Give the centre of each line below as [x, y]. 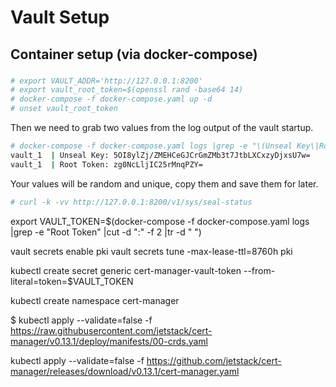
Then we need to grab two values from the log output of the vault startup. [162, 127]
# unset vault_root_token [64, 109]
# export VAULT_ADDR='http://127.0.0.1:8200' [106, 81]
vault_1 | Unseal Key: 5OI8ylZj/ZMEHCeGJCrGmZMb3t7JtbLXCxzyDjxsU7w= [160, 155]
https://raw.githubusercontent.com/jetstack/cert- [111, 330]
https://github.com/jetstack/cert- [214, 360]
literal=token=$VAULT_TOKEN [72, 281]
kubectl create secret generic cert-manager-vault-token [126, 270]
